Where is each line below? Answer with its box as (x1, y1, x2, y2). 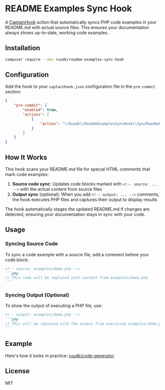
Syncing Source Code (5, 240, 58, 247)
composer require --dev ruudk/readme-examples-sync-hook (5, 57, 124, 62)
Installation (5, 44, 40, 52)
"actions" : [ (23, 112, 50, 117)
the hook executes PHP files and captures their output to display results (12, 197, 158, 202)
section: (5, 89, 22, 95)
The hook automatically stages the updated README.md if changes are (5, 206, 150, 212)
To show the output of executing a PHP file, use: (5, 303, 103, 309)
